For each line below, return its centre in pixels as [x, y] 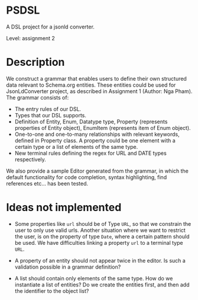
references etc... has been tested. [47, 183]
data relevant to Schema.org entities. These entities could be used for [91, 85]
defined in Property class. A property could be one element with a [95, 141]
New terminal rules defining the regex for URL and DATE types [90, 153]
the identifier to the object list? [52, 291]
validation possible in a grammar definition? [68, 267]
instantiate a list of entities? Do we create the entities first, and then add [102, 285]
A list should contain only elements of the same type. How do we [94, 278]
